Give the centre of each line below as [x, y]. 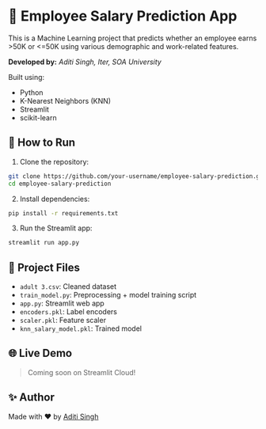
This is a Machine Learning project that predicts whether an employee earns [133, 38]
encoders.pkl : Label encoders [68, 312]
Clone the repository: [54, 161]
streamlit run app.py [44, 243]
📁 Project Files [44, 267]
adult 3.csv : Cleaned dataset [68, 287]
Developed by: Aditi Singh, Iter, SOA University [85, 62]
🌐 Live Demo [40, 353]
